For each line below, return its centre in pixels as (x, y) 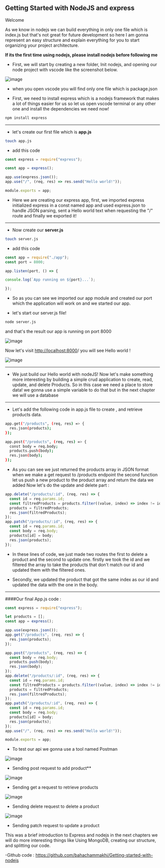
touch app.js (18, 141)
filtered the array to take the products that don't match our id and (78, 565)
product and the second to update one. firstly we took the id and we (81, 559)
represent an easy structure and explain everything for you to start (72, 40)
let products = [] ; (25, 617)
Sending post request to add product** (52, 768)
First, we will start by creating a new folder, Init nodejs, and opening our (84, 64)
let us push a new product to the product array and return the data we (83, 480)
